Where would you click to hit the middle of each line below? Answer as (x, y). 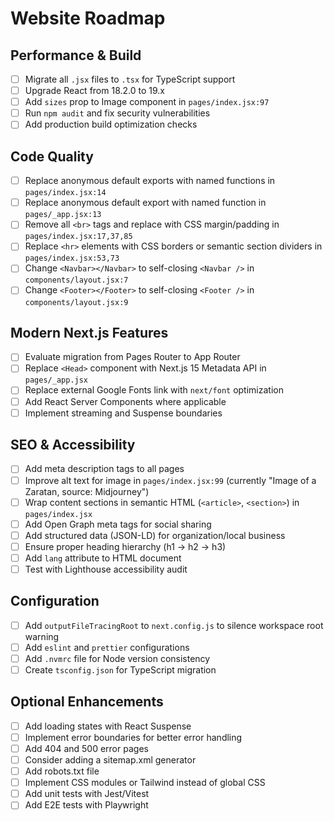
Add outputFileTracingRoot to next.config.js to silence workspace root (174, 625)
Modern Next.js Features (89, 332)
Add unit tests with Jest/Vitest (87, 794)
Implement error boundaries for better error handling (133, 737)
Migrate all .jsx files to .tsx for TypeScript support (130, 79)
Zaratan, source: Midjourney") (87, 491)
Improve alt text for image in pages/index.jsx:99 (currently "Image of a (170, 480)
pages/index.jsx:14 (65, 193)
